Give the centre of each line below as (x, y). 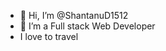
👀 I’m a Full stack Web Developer (87, 26)
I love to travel (49, 36)
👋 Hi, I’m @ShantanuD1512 (74, 15)
